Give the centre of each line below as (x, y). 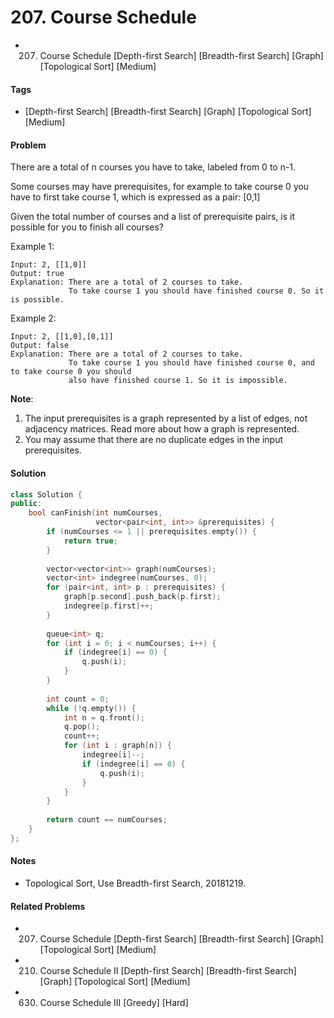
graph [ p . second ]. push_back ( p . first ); (142, 597)
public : (26, 504)
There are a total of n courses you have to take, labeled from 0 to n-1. (153, 167)
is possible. (37, 300)
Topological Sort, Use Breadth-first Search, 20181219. (135, 883)
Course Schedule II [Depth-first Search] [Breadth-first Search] (168, 971)
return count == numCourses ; (107, 820)
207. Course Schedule (103, 17)
